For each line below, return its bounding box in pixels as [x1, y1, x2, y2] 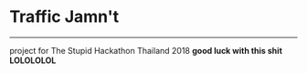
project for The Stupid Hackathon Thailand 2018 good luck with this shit [9, 45, 283, 56]
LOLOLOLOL [9, 55, 57, 66]
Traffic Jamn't [9, 6, 120, 27]
